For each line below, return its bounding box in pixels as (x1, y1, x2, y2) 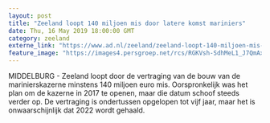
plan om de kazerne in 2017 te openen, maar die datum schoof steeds (8, 88, 239, 97)
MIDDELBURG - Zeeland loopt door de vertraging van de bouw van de (8, 72, 241, 80)
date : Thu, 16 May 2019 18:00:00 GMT (8, 27, 135, 35)
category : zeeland (8, 34, 70, 43)
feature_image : (8, 49, 59, 57)
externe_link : (8, 42, 56, 50)
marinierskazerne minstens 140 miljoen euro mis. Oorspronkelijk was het (8, 80, 248, 89)
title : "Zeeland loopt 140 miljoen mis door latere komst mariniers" (8, 19, 247, 27)
